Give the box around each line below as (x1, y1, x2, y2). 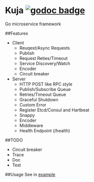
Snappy (19, 112, 35, 118)
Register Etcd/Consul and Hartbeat (19, 107, 90, 113)
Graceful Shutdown (19, 96, 58, 102)
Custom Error (19, 102, 47, 108)
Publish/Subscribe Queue (19, 86, 71, 92)
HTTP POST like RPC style (19, 81, 73, 87)
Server (12, 76, 26, 82)
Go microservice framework (5, 21, 61, 27)
